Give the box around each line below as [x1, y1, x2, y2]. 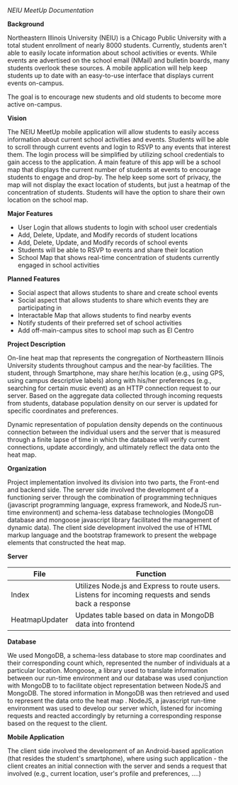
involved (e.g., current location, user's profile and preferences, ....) [7, 769, 202, 777]
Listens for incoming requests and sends [75, 590, 211, 600]
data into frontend [75, 619, 135, 629]
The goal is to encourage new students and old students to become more [7, 92, 222, 101]
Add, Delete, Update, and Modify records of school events [17, 238, 188, 247]
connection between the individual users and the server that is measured [7, 428, 221, 436]
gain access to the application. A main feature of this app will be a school [7, 158, 221, 166]
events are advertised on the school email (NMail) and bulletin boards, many [7, 56, 230, 65]
